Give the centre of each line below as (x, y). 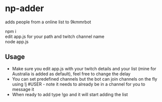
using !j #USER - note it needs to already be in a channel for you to (79, 84)
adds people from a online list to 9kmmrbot (48, 22)
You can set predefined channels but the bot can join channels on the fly (85, 79)
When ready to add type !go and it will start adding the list (70, 94)
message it (23, 89)
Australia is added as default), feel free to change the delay (71, 74)
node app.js (17, 41)
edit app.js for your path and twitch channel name (55, 36)
